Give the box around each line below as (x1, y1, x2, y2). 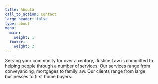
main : (9, 30, 21, 35)
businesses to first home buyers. (5, 73, 73, 79)
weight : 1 (14, 35, 35, 40)
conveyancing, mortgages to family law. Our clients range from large (5, 68, 146, 74)
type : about (5, 21, 30, 26)
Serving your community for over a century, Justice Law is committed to (5, 57, 153, 63)
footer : (9, 40, 26, 44)
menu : (5, 26, 16, 31)
